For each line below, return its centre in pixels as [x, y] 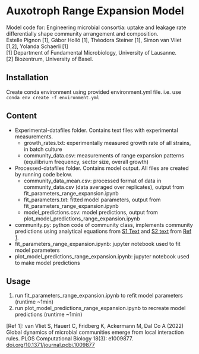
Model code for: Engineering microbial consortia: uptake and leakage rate [96, 27]
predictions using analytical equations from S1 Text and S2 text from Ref [103, 231]
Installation [27, 78]
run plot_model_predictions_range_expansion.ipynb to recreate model [100, 308]
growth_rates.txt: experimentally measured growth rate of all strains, [107, 143]
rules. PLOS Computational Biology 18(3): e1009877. [70, 339]
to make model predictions [47, 263]
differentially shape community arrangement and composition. [82, 33]
